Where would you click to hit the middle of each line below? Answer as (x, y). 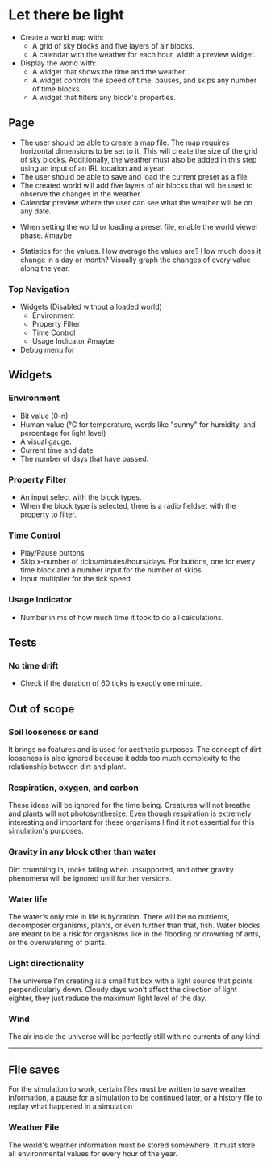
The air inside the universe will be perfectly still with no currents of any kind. (135, 1037)
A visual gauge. (46, 441)
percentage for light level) (63, 433)
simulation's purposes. (46, 831)
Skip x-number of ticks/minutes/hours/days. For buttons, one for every (138, 562)
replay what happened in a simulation (71, 1106)
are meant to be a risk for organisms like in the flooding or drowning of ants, (134, 934)
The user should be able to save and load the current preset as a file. (135, 176)
